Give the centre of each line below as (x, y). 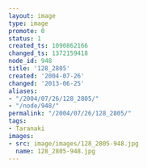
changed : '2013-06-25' (46, 83)
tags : (17, 121)
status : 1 (25, 38)
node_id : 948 (30, 61)
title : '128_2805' (39, 69)
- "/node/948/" (34, 106)
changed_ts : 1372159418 (48, 53)
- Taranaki (27, 128)
